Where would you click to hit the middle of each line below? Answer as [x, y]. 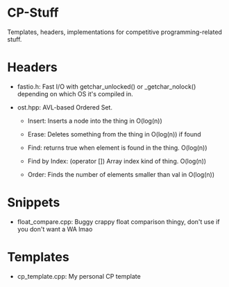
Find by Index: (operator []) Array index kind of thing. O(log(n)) [117, 161]
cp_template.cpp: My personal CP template [79, 276]
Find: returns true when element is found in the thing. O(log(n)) [117, 148]
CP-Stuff [33, 13]
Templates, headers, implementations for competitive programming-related [114, 32]
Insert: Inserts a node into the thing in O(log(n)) [95, 121]
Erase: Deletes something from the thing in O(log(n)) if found [114, 134]
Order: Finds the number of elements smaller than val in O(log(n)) [121, 174]
